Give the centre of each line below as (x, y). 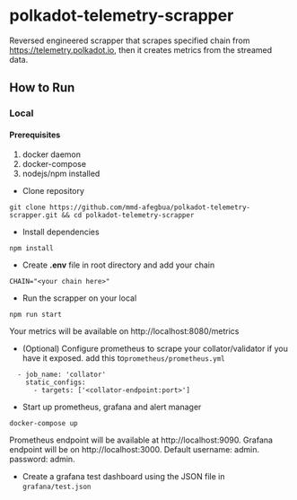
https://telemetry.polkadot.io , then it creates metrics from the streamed (141, 49)
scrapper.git (34, 215)
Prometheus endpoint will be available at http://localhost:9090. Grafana (141, 440)
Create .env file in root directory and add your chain (118, 265)
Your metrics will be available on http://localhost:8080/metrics (124, 331)
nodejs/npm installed (61, 174)
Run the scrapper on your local (79, 298)
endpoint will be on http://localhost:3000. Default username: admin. (135, 450)
